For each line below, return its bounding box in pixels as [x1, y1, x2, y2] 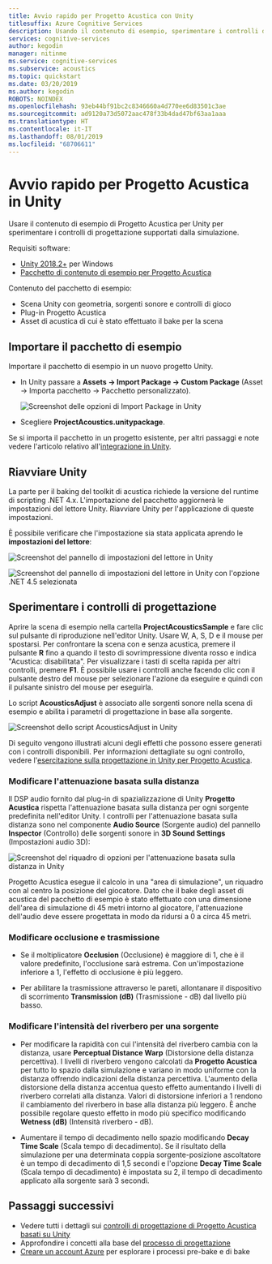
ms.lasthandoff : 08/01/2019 [8, 132, 104, 140]
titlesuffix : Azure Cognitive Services [8, 19, 143, 28]
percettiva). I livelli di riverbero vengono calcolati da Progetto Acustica [19, 1056, 257, 1066]
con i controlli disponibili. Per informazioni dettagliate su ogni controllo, [8, 746, 245, 756]
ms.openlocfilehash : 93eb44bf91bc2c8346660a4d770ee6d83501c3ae [8, 102, 227, 110]
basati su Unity [19, 1229, 70, 1239]
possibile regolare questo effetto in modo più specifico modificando [19, 1108, 247, 1118]
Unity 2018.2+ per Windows [19, 259, 113, 269]
